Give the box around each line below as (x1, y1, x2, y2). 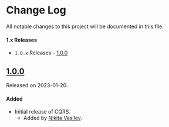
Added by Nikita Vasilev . (23, 115, 82, 122)
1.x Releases (6, 36, 37, 43)
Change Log (6, 4, 66, 17)
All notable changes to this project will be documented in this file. (6, 23, 164, 30)
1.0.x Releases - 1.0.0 (14, 49, 68, 56)
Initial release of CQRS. (14, 108, 71, 115)
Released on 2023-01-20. (6, 81, 68, 88)
